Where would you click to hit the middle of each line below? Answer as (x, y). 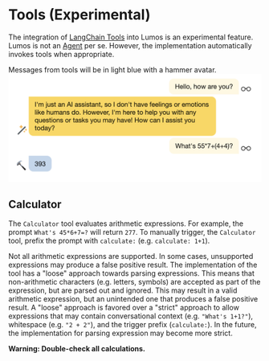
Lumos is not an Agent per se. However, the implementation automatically (130, 45)
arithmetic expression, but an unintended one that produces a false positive (133, 299)
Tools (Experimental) (79, 15)
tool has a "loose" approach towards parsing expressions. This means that (132, 273)
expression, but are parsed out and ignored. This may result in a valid (123, 290)
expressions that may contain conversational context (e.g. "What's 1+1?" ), (131, 316)
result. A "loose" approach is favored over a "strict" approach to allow (124, 308)
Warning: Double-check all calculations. (77, 349)
